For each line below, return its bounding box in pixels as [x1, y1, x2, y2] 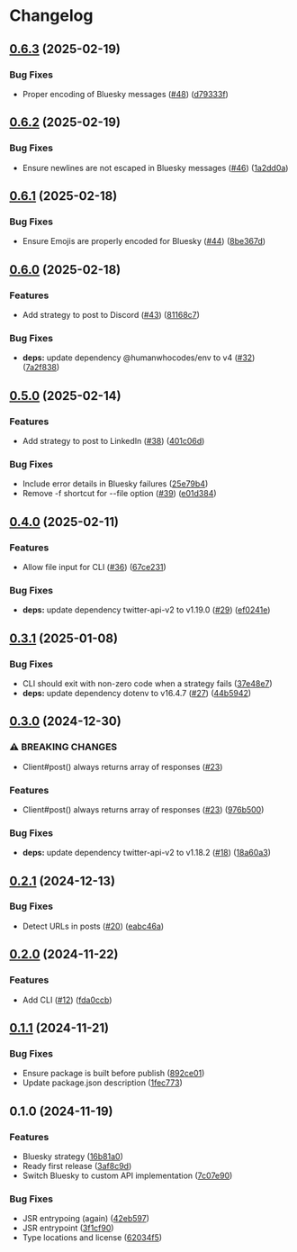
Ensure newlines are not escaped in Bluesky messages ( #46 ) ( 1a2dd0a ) [22, 162, 289, 173]
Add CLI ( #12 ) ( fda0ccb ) [22, 994, 112, 1005]
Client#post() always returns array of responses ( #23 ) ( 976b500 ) [22, 803, 265, 815]
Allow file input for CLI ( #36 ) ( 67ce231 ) [22, 561, 166, 572]
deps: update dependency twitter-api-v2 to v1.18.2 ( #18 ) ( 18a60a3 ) [22, 848, 272, 858]
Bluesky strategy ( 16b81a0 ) [22, 1150, 123, 1162]
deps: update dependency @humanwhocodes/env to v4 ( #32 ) [22, 352, 256, 363]
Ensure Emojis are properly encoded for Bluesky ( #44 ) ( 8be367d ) [22, 236, 266, 247]
